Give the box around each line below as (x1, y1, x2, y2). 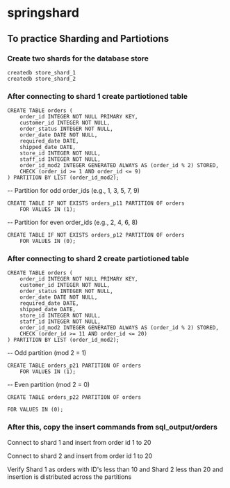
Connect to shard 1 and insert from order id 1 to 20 (7, 438, 151, 446)
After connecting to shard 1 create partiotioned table (7, 91, 188, 101)
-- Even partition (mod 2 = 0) (7, 381, 90, 389)
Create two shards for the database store (7, 54, 149, 63)
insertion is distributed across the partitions (7, 472, 132, 481)
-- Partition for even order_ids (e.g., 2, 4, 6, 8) (7, 218, 138, 227)
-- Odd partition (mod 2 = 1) (7, 349, 87, 357)
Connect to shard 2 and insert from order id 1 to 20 (7, 451, 153, 460)
